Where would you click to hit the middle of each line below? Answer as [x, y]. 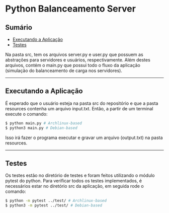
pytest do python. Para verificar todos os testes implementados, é [74, 181]
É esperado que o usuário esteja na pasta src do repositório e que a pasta [82, 103]
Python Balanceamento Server [70, 9]
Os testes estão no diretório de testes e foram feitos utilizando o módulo [80, 175]
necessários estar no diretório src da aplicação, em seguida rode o [75, 186]
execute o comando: [26, 114]
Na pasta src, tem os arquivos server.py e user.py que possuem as [74, 54]
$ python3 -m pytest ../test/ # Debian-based [54, 205]
